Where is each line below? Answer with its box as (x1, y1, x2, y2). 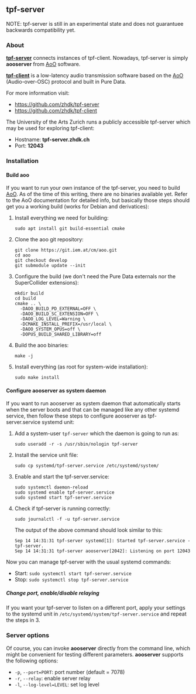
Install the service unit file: (14, 452, 78, 459)
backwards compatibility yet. (6, 26, 76, 33)
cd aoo (14, 252, 31, 258)
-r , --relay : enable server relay (14, 675, 91, 682)
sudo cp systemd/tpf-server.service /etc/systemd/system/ (14, 463, 159, 469)
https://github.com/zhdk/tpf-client (14, 107, 98, 114)
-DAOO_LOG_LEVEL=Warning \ (20, 316, 86, 322)
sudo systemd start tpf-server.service (14, 495, 112, 501)
